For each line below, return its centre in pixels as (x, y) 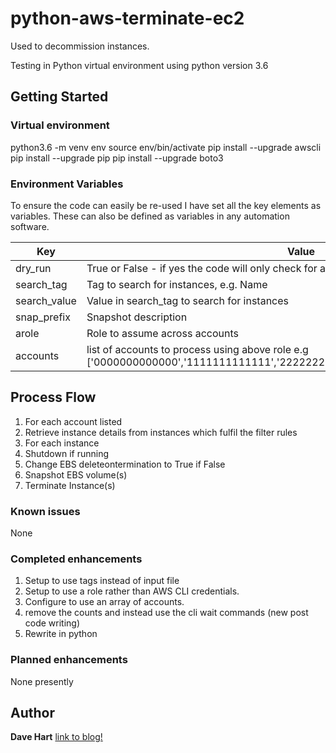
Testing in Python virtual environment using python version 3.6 (139, 65)
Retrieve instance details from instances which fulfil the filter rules (161, 432)
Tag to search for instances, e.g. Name (177, 284)
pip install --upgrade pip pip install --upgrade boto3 (117, 158)
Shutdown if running (67, 453)
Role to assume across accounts (162, 333)
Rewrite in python (61, 634)
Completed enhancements (76, 559)
